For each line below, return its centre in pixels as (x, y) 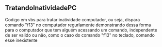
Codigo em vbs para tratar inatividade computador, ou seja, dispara (73, 19)
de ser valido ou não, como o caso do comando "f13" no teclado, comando (80, 35)
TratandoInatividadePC (41, 8)
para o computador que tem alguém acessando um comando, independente (81, 30)
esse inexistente (21, 40)
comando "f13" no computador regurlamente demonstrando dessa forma (78, 25)
